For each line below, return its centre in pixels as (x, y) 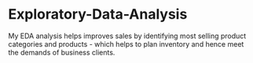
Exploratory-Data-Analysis (98, 14)
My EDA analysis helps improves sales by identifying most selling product (127, 36)
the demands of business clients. (62, 52)
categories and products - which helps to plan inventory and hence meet (126, 44)
